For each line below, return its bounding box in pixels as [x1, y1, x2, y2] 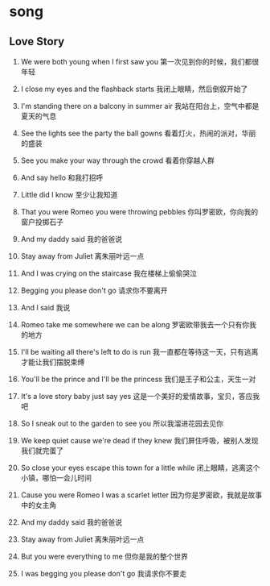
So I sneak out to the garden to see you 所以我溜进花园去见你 [20, 418, 224, 428]
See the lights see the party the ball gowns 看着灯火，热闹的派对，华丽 [20, 128, 256, 138]
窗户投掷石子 [20, 217, 63, 227]
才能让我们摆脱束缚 [20, 357, 85, 367]
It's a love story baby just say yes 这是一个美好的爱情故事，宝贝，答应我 [20, 392, 260, 401]
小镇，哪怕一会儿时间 [20, 473, 92, 482]
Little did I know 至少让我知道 [20, 190, 118, 199]
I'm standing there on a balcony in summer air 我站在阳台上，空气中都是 [20, 102, 260, 110]
